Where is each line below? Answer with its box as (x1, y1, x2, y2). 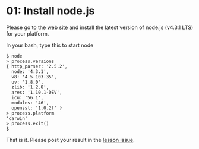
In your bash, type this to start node (6, 42, 94, 49)
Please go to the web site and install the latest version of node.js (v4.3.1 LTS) (6, 24, 194, 31)
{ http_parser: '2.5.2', (6, 64, 68, 69)
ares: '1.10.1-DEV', (11, 89, 62, 96)
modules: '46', (11, 100, 49, 106)
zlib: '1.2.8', (11, 84, 49, 90)
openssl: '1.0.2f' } (11, 105, 62, 111)
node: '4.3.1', (11, 68, 49, 75)
